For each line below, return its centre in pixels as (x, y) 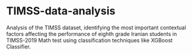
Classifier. (19, 47)
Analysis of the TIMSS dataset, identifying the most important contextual (96, 27)
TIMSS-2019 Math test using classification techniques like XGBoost (89, 40)
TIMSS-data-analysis (61, 11)
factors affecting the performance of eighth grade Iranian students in (92, 33)
